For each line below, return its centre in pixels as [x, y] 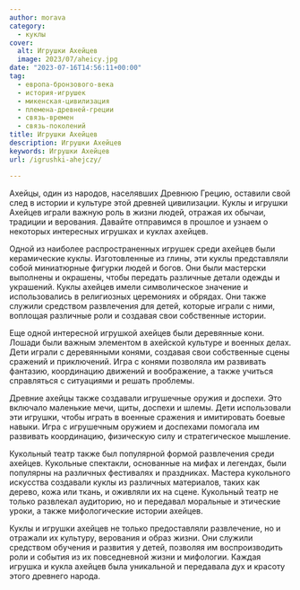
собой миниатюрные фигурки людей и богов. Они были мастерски [138, 268]
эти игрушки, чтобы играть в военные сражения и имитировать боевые [147, 417]
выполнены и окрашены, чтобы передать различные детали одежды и [145, 277]
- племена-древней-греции [66, 110]
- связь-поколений [52, 127]
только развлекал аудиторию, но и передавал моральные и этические [145, 501]
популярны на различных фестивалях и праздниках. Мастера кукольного [150, 472]
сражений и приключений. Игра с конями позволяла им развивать [138, 361]
